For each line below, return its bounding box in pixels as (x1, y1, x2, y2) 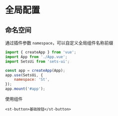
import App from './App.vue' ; (5, 54, 68, 59)
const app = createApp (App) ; (5, 68, 65, 73)
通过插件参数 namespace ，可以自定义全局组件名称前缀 (5, 40, 114, 46)
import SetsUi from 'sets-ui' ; (5, 59, 70, 64)
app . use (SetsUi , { (5, 72, 43, 77)
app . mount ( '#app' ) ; (5, 86, 46, 92)
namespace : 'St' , (14, 77, 50, 82)
